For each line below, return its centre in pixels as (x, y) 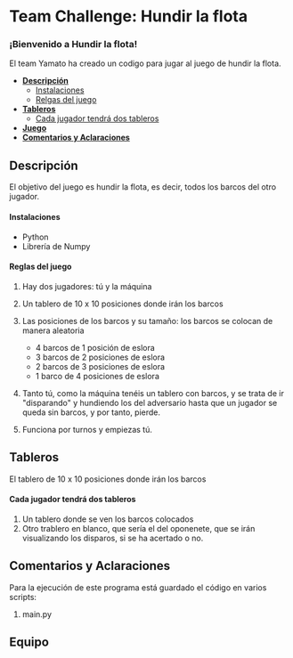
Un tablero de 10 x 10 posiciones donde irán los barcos (123, 304)
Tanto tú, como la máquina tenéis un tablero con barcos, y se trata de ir (153, 393)
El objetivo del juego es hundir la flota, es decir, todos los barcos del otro (143, 187)
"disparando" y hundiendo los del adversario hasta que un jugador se (150, 402)
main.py (37, 614)
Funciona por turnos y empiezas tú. (87, 429)
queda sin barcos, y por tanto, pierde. (91, 412)
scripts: (23, 597)
